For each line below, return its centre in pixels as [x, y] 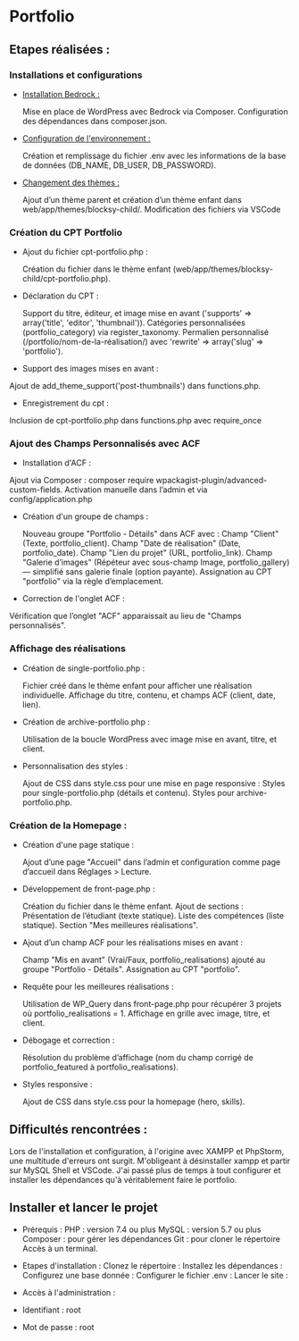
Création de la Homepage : [68, 826]
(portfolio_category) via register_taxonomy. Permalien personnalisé [145, 332]
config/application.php [51, 499]
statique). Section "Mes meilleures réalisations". [110, 926]
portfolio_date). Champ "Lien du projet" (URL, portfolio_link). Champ [147, 553]
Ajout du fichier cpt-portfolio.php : [85, 252]
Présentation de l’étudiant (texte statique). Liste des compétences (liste [153, 916]
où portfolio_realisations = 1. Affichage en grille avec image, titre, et [146, 1014]
